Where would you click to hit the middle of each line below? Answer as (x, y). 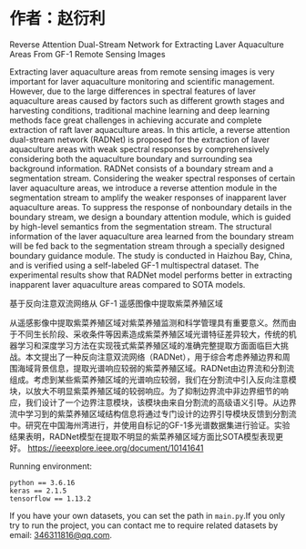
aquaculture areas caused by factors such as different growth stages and (147, 100)
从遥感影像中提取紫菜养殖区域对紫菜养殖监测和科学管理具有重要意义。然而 (149, 322)
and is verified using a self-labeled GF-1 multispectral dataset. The (134, 265)
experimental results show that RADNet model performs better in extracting (151, 275)
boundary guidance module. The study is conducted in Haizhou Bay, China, (151, 255)
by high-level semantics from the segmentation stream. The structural (141, 226)
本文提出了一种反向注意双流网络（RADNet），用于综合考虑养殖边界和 (154, 357)
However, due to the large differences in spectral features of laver (133, 91)
